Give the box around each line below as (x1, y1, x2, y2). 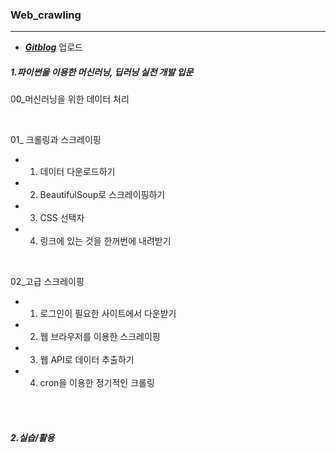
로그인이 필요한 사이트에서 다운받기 (39, 308, 177, 320)
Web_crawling (10, 8, 82, 22)
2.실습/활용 (10, 431, 55, 443)
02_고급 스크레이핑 (10, 276, 85, 288)
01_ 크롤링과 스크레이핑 (10, 134, 102, 146)
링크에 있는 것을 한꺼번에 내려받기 (39, 235, 172, 247)
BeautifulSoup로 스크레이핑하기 (39, 189, 166, 201)
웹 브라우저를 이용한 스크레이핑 (39, 331, 161, 343)
